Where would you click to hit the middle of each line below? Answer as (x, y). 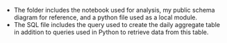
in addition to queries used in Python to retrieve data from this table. (111, 32)
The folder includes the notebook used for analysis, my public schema (114, 10)
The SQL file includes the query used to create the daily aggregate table (117, 25)
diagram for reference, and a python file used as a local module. (106, 17)
